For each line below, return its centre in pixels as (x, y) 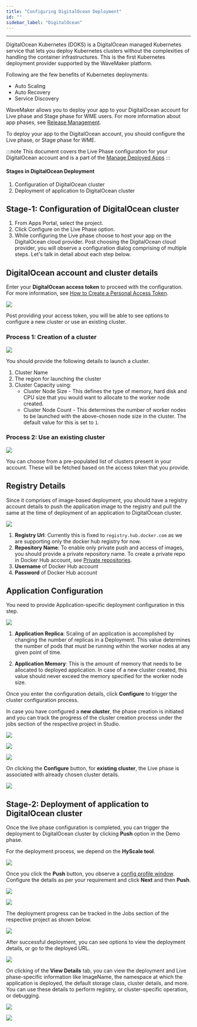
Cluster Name (31, 372)
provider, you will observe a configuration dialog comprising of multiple (101, 248)
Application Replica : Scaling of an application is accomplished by (94, 634)
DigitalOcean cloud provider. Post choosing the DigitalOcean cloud (95, 242)
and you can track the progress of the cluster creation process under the (94, 718)
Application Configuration (55, 591)
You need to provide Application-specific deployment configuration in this (95, 605)
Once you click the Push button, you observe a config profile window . (90, 874)
